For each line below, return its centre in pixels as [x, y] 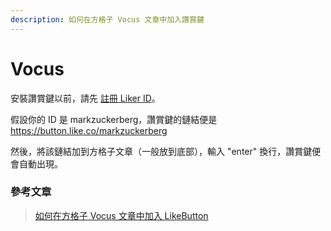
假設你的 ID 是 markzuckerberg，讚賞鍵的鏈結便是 [114, 119]
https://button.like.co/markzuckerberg [89, 130]
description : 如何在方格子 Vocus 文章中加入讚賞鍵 [107, 19]
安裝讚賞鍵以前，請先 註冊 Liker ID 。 [85, 98]
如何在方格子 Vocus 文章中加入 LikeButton [121, 215]
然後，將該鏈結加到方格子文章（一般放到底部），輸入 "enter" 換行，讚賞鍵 [161, 151]
